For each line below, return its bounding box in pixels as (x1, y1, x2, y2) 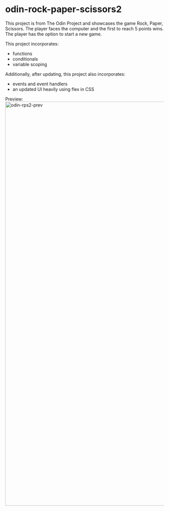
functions (12, 50, 33, 57)
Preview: (5, 96, 24, 102)
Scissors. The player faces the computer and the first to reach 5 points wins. (5, 25, 164, 31)
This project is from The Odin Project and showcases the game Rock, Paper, (5, 20, 163, 26)
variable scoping (12, 61, 47, 67)
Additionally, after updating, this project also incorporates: (5, 71, 126, 77)
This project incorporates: (5, 40, 59, 46)
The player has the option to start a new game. (5, 31, 102, 37)
